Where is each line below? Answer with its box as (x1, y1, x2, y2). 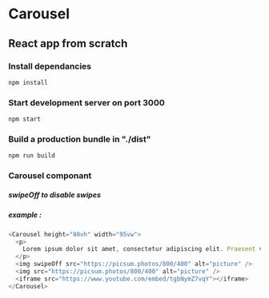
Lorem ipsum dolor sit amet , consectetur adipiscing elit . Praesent (22, 245, 256, 253)
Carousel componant (8, 170, 92, 181)
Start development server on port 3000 (8, 97, 166, 108)
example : (8, 210, 42, 220)
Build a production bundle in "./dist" (8, 133, 151, 145)
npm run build (8, 152, 56, 160)
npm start (8, 115, 42, 124)
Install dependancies (8, 61, 92, 72)
